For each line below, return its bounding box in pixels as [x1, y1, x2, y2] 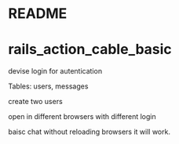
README [8, 5, 68, 23]
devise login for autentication [8, 67, 103, 76]
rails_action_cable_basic [8, 41, 173, 59]
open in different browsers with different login [8, 112, 157, 121]
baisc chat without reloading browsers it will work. [8, 127, 171, 137]
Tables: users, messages [8, 81, 89, 91]
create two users [8, 97, 63, 106]
